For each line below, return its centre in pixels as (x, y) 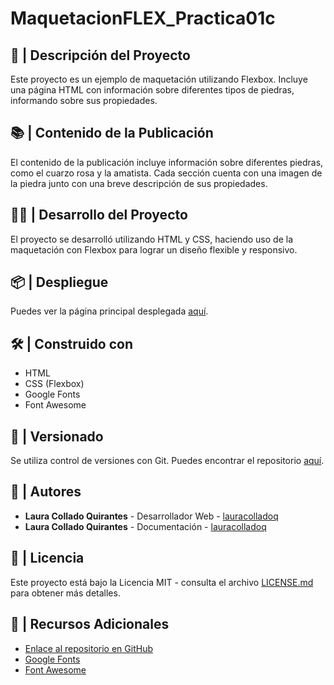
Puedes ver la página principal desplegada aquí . (109, 311)
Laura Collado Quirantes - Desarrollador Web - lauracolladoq (151, 516)
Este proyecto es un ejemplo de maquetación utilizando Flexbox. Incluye (159, 79)
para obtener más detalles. (65, 593)
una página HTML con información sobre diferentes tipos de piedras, (152, 90)
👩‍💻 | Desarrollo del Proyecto (99, 215)
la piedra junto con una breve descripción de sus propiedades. (139, 183)
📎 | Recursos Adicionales (90, 624)
